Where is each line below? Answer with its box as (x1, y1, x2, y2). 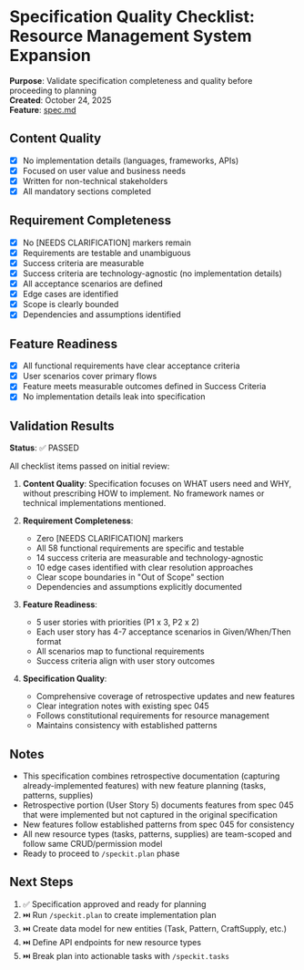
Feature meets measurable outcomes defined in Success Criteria (22, 381, 267, 392)
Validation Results (9, 418, 115, 434)
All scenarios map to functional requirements (35, 645, 205, 657)
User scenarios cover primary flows (22, 371, 157, 382)
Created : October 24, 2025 (9, 94, 112, 106)
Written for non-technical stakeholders (22, 175, 168, 186)
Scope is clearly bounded (22, 299, 119, 310)
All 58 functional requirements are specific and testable (35, 542, 244, 553)
